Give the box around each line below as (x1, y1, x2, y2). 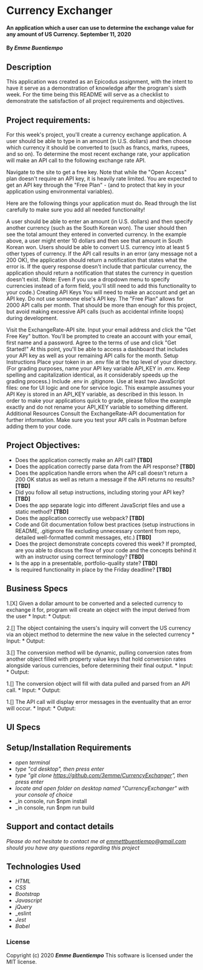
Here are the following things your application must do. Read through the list (6, 199, 197, 207)
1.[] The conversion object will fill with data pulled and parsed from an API (6, 680, 190, 687)
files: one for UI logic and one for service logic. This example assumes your (6, 384, 195, 391)
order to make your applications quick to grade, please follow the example (6, 397, 191, 404)
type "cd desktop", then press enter (15, 765, 104, 772)
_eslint (15, 910, 32, 917)
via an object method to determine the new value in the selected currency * (6, 630, 195, 638)
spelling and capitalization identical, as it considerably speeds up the (6, 371, 179, 378)
